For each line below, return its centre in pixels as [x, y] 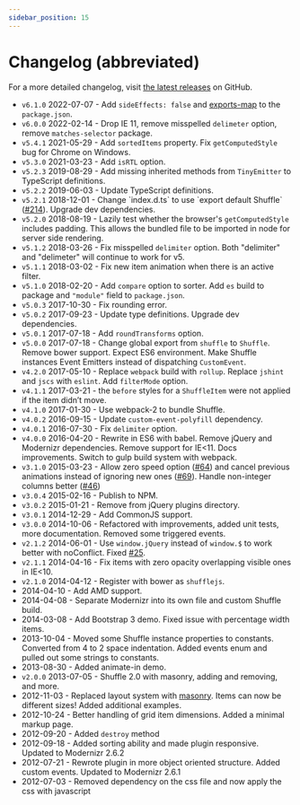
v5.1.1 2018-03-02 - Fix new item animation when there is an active [148, 267]
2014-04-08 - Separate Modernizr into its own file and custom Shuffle [151, 600]
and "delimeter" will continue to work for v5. [103, 257]
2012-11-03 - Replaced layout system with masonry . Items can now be [151, 696]
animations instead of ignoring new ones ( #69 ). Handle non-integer [146, 476]
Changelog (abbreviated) [104, 61]
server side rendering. [62, 238]
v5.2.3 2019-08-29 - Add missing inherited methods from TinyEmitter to [156, 171]
